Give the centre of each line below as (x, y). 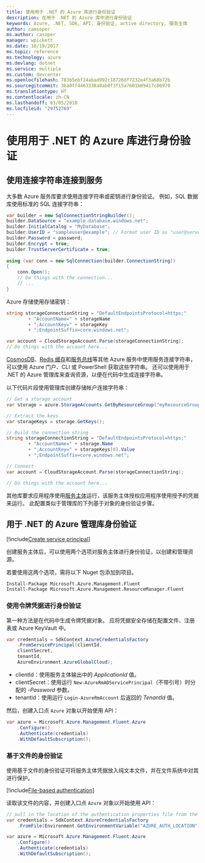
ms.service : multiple (34, 69)
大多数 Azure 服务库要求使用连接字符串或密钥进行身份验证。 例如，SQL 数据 (102, 196)
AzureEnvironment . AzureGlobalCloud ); (65, 662)
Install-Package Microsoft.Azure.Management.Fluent (73, 584)
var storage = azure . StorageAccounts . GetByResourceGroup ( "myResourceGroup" (105, 405)
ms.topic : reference (33, 52)
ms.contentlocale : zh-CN (38, 97)
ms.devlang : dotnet (31, 63)
